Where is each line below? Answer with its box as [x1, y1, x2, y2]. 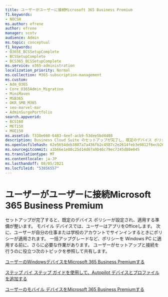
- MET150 [5, 124, 23, 129]
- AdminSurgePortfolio [5, 110, 52, 115]
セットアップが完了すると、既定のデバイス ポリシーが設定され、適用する [5, 217, 155, 223]
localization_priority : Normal [5, 68, 70, 73]
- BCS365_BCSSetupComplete [5, 59, 61, 64]
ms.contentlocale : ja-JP [5, 156, 57, 161]
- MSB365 [5, 96, 23, 101]
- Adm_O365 [5, 82, 28, 87]
